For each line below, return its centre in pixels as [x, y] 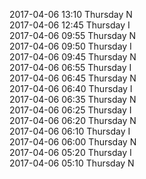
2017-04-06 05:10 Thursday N [72, 163]
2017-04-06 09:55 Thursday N [73, 35]
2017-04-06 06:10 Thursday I [70, 131]
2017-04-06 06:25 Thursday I [70, 110]
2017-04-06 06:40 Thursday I [71, 88]
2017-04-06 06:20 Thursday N [73, 120]
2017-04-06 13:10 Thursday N [71, 14]
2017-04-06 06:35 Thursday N [73, 99]
